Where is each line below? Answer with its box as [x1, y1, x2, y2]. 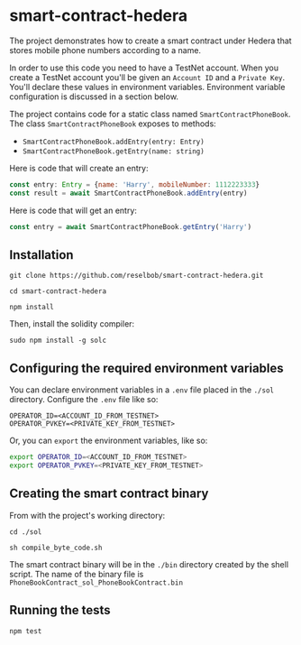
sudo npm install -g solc [9, 336, 106, 346]
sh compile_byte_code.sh [9, 543, 103, 552]
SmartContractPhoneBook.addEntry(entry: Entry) [22, 137, 205, 146]
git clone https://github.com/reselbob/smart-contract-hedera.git [9, 272, 264, 281]
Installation [9, 247, 74, 263]
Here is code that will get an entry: [9, 205, 138, 216]
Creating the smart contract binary [9, 486, 209, 502]
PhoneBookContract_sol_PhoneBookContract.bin [9, 578, 183, 587]
